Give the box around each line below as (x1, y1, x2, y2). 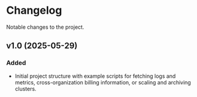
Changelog (6, 4, 62, 17)
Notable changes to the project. (6, 23, 84, 31)
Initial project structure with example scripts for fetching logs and (14, 72, 176, 80)
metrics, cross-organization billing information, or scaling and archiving (14, 78, 192, 86)
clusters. (14, 85, 37, 92)
